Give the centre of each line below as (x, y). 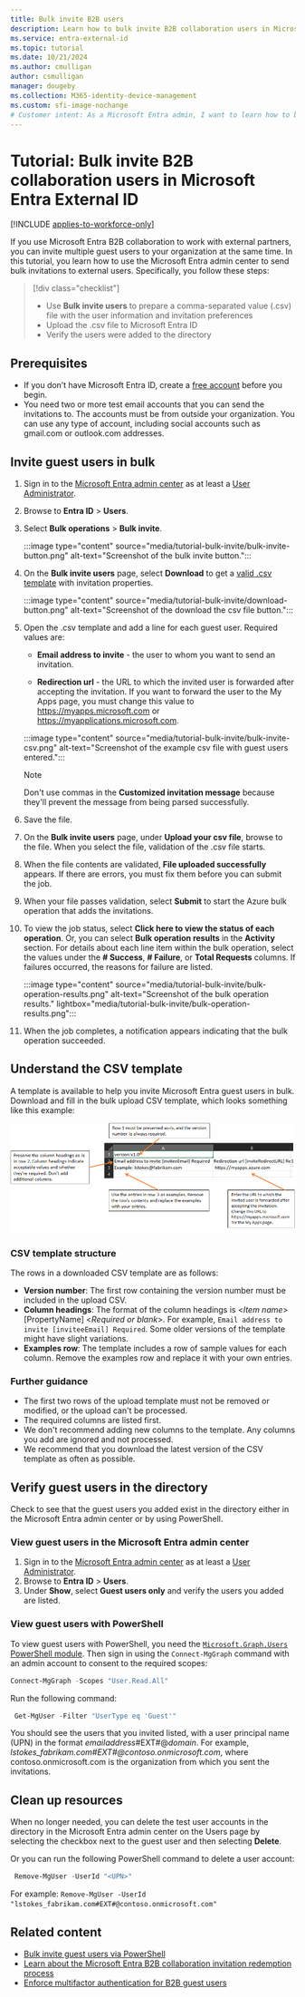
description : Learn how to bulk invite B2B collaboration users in (140, 29)
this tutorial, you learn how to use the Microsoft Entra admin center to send (150, 261)
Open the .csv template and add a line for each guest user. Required (151, 627)
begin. (35, 395)
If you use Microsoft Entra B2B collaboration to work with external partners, (151, 242)
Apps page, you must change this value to (115, 701)
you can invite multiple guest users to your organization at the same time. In (152, 252)
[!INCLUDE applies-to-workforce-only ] (82, 224)
